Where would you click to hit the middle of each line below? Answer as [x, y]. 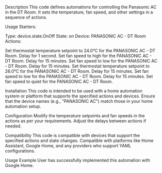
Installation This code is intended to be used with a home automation [74, 91]
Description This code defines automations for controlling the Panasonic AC [81, 7]
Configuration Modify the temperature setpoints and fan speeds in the [75, 116]
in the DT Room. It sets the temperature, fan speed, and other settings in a [79, 12]
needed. [13, 126]
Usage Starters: [21, 27]
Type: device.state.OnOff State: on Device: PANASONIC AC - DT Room [76, 36]
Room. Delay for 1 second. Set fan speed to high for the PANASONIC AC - [78, 56]
